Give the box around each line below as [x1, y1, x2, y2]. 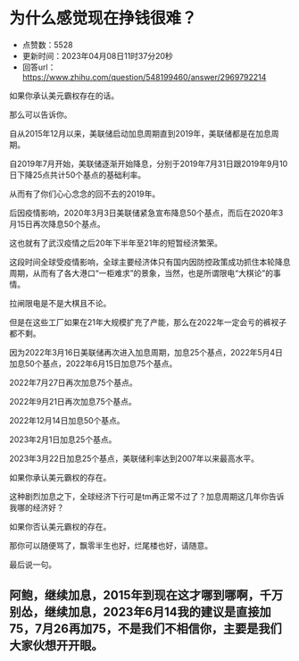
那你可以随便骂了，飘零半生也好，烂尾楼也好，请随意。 [9, 540, 212, 550]
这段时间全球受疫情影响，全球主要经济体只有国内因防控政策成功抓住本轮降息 [9, 256, 291, 267]
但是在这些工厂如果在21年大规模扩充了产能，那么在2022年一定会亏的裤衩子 [9, 316, 287, 327]
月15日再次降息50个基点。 [9, 218, 105, 229]
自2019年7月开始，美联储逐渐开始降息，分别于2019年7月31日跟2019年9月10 [9, 158, 288, 169]
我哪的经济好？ [9, 502, 64, 513]
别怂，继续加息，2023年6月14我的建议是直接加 [9, 605, 272, 620]
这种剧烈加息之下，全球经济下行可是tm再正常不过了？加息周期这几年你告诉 [9, 490, 285, 501]
